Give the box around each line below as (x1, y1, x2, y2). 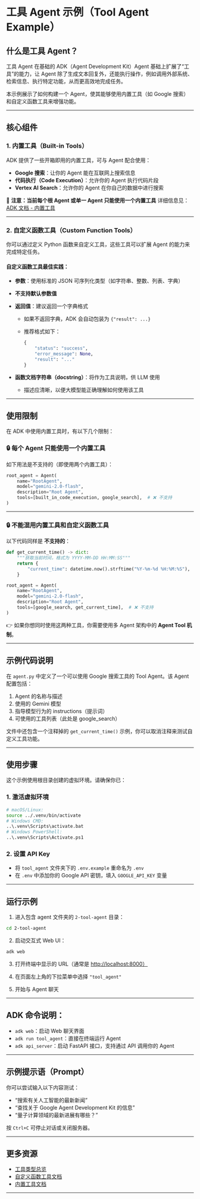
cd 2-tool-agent (6, 926, 46, 932)
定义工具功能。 (6, 735, 43, 742)
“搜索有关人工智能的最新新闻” (14, 1097, 88, 1104)
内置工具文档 (14, 1181, 46, 1188)
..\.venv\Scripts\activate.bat (6, 823, 84, 830)
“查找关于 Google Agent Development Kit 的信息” (14, 1104, 135, 1111)
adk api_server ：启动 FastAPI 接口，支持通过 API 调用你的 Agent (14, 1042, 174, 1049)
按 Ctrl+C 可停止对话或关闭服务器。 (6, 1124, 93, 1131)
